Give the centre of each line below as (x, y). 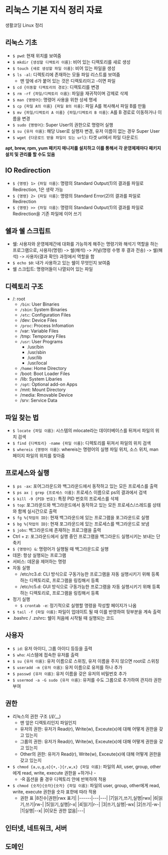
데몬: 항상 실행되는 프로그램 (39, 555)
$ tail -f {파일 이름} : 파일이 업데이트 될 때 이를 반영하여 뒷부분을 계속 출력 (87, 612)
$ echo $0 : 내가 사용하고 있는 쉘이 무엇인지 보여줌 (61, 263)
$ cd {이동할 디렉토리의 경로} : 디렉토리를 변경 (56, 87)
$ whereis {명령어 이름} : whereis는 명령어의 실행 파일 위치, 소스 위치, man (86, 449)
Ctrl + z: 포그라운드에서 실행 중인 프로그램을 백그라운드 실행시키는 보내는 (84, 536)
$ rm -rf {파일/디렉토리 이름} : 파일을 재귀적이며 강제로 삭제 (70, 93)
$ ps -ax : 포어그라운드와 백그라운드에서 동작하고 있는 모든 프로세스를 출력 (85, 486)
